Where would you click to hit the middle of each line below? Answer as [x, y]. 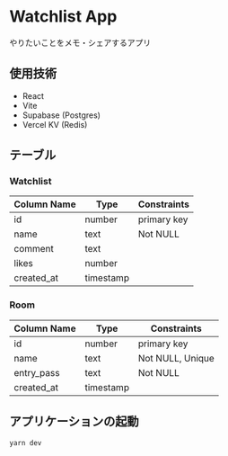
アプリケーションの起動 [74, 421]
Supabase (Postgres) [61, 115]
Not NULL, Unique [176, 358]
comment [34, 249]
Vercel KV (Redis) [55, 124]
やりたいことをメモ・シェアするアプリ [80, 42]
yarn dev [26, 443]
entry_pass [37, 372]
